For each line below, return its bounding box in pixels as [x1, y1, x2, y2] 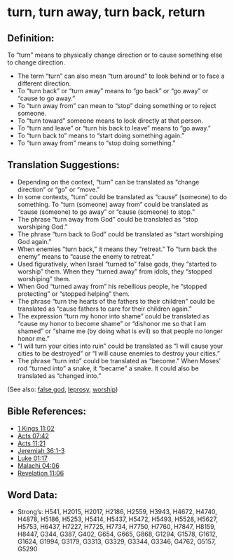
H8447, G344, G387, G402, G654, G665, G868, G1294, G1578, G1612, [17, 530, 218, 539]
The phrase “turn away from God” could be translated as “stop [17, 215, 198, 223]
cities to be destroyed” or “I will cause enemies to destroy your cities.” [17, 349, 221, 358]
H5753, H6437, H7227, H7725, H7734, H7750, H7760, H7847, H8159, [17, 523, 216, 531]
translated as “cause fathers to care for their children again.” [17, 304, 192, 313]
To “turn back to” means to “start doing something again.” [17, 131, 184, 140]
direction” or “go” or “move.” [17, 185, 100, 194]
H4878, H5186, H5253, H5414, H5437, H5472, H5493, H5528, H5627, [17, 515, 219, 523]
